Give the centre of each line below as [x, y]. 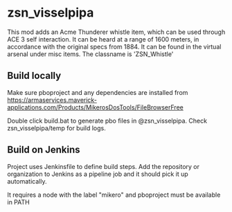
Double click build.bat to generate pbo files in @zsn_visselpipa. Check [107, 121]
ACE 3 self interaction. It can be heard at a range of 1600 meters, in [103, 39]
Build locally [34, 76]
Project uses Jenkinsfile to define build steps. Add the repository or [103, 166]
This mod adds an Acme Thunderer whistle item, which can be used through [116, 32]
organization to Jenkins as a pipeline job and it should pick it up [98, 174]
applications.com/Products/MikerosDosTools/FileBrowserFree [95, 107]
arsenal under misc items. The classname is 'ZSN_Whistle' [90, 54]
